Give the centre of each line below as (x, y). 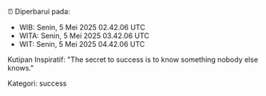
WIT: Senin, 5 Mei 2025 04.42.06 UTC (82, 44)
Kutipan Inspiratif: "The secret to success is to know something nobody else (133, 60)
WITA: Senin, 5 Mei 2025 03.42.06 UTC (84, 36)
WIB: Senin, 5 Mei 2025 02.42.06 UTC (82, 27)
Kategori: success (37, 83)
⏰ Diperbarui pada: (39, 12)
